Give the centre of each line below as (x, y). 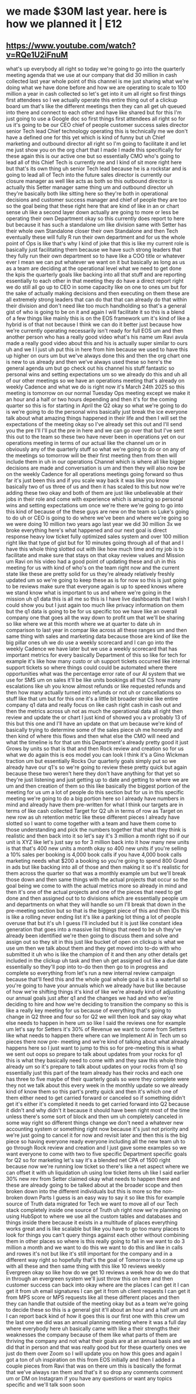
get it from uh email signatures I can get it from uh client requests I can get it (98, 1291)
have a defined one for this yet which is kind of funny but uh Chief (86, 137)
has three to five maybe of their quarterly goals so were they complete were (98, 1079)
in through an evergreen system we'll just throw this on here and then (90, 1279)
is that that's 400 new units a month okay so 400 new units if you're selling (97, 848)
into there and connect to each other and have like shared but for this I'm (94, 112)
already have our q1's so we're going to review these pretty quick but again (97, 767)
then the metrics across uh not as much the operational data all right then (94, 711)
